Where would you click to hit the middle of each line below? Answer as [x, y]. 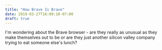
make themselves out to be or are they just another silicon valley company [80, 37]
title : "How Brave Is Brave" [35, 9]
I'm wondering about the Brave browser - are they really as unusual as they [81, 33]
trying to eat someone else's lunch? [41, 43]
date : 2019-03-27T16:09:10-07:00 [39, 14]
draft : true [17, 18]
